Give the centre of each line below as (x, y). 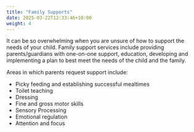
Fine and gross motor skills (49, 104)
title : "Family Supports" (39, 12)
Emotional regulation (41, 117)
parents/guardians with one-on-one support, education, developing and (97, 54)
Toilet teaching (34, 91)
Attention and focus (40, 123)
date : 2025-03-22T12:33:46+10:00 (49, 18)
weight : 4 (19, 23)
